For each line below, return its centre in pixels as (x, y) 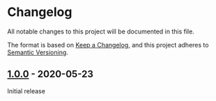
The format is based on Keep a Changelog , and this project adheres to (108, 45)
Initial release (26, 91)
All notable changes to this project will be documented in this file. (101, 31)
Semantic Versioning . (38, 52)
